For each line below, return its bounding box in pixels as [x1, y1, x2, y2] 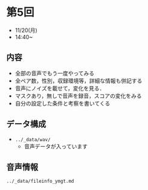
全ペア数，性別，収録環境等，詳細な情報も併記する [14, 77, 143, 84]
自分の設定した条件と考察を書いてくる [14, 100, 111, 107]
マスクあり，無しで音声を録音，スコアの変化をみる [14, 92, 142, 100]
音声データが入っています [24, 142, 88, 150]
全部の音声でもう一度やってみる [14, 69, 95, 77]
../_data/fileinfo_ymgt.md [6, 179, 74, 185]
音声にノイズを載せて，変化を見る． [14, 84, 105, 92]
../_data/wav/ [14, 136, 51, 142]
